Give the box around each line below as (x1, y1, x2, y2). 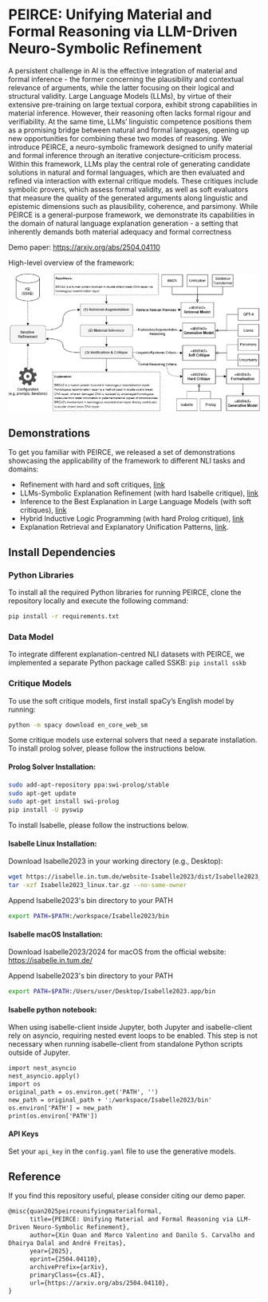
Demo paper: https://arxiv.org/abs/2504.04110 (8, 242, 161, 252)
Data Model (8, 631, 54, 642)
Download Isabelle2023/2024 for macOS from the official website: (8, 947, 227, 957)
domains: (8, 464, 39, 474)
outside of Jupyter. (8, 1048, 70, 1058)
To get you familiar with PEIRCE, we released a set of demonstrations (8, 448, 235, 457)
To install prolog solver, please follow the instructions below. (8, 744, 207, 753)
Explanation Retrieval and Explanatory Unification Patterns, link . (19, 523, 229, 532)
